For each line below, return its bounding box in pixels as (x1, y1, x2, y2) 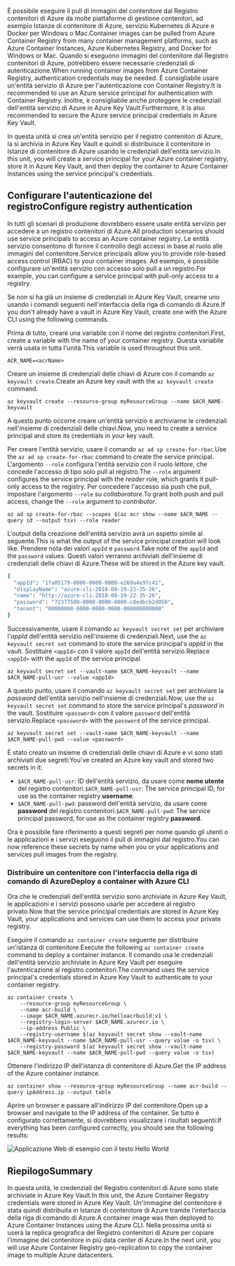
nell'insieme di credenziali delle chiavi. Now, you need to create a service (7, 423, 217, 432)
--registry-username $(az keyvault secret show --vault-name (20, 1031, 202, 1038)
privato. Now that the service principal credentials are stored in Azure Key (7, 907, 220, 916)
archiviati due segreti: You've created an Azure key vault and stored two (7, 756, 214, 764)
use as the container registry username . (17, 791, 135, 800)
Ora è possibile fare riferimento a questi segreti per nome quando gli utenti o (7, 827, 229, 836)
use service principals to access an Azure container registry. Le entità (7, 234, 209, 242)
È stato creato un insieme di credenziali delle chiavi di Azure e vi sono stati (7, 748, 223, 756)
